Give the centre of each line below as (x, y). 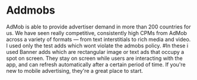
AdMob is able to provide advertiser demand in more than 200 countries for (99, 27)
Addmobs (31, 10)
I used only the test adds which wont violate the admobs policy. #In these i (97, 46)
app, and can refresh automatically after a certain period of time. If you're (96, 64)
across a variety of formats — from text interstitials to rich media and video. (99, 39)
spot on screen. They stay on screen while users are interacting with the (94, 58)
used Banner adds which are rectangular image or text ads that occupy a (95, 52)
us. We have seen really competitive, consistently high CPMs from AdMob (97, 33)
